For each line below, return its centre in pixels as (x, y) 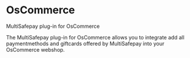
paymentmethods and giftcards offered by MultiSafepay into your (85, 43)
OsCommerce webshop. (36, 49)
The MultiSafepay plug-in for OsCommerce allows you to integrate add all (95, 37)
